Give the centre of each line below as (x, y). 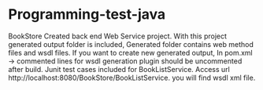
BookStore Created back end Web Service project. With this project (117, 36)
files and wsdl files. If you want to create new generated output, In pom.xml (131, 52)
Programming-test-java (87, 14)
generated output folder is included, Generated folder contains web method (131, 44)
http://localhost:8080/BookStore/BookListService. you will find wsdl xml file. (132, 77)
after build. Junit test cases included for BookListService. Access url (119, 69)
